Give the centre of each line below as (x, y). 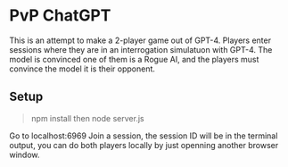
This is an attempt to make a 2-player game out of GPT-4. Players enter (140, 40)
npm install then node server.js (87, 118)
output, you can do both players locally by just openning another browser (144, 145)
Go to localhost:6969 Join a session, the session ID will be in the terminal (144, 136)
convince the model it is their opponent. (82, 69)
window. (25, 154)
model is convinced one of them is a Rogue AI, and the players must (134, 59)
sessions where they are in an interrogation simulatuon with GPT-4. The (141, 49)
